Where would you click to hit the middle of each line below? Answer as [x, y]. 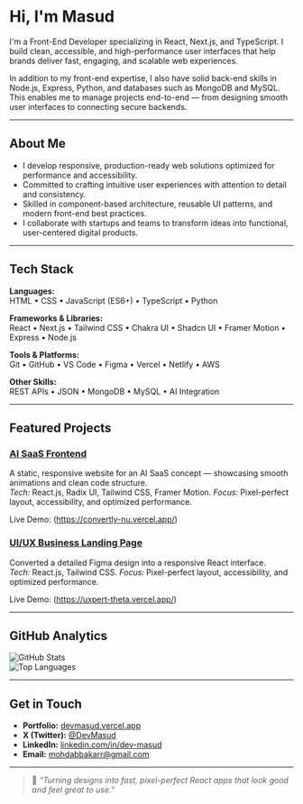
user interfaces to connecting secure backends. [98, 106]
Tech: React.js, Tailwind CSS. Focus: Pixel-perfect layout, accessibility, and [149, 572]
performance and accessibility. [80, 175]
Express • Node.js [43, 337]
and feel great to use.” [73, 790]
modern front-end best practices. [84, 213]
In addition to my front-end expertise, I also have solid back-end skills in [143, 78]
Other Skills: [33, 381]
